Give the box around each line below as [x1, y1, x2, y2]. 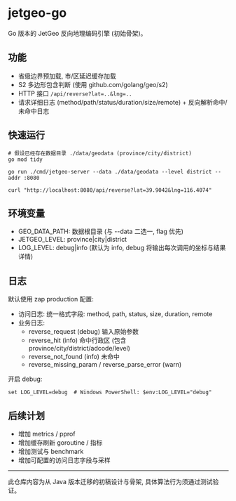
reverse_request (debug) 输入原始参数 [28, 327, 139, 336]
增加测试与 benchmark [18, 448, 84, 455]
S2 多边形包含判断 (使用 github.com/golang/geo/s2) [18, 80, 169, 89]
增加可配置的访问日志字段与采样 [18, 456, 111, 464]
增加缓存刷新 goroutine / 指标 [18, 438, 103, 447]
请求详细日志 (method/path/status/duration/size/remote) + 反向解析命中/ [18, 98, 228, 106]
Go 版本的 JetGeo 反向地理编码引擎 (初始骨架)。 [8, 29, 147, 37]
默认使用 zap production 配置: [8, 295, 94, 304]
